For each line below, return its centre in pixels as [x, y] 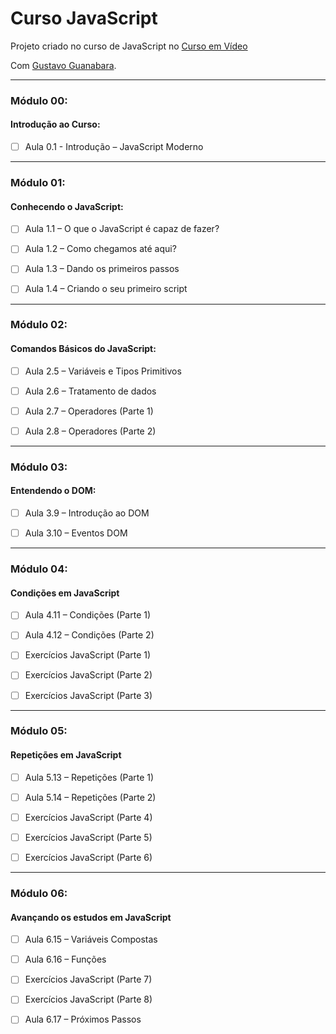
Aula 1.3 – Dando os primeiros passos [102, 269]
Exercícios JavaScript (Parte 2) [88, 675]
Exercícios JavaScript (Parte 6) [88, 857]
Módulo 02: [39, 325]
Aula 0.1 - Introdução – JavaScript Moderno [114, 147]
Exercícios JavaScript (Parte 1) [88, 655]
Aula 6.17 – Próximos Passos [83, 1019]
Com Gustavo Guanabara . [63, 65]
